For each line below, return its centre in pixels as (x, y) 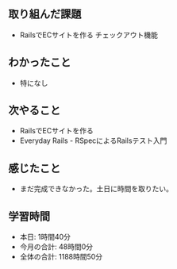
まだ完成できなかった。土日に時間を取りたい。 (96, 189)
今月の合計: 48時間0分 (56, 247)
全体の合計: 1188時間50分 (61, 257)
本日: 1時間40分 (45, 237)
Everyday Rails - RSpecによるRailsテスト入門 (93, 140)
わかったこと (40, 62)
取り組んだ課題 (45, 14)
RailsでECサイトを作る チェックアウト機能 (89, 35)
